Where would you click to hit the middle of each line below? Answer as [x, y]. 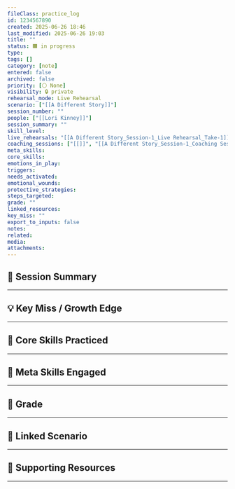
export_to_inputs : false [43, 222]
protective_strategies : [42, 190]
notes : [17, 228]
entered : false [29, 72]
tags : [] [20, 60]
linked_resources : [34, 209]
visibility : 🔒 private [40, 92]
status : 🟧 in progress [41, 46]
